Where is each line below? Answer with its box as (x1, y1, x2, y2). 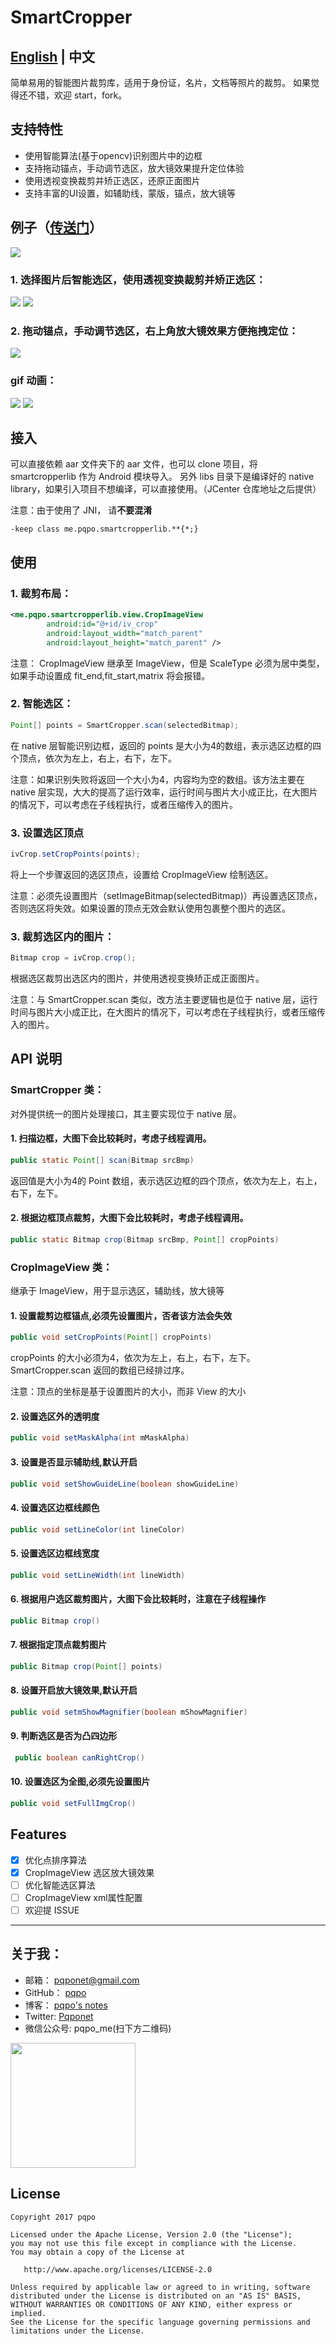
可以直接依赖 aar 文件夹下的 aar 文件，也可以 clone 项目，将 (10, 458, 258, 470)
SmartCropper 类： (10, 1083, 105, 1097)
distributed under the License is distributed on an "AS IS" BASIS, (10, 2291, 302, 2301)
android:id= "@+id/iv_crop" (46, 619, 159, 629)
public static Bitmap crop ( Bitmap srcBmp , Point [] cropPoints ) (10, 1235, 280, 1245)
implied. (10, 2308, 47, 2318)
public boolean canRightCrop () (14, 1753, 145, 1763)
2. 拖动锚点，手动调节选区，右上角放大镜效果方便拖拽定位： (10, 324, 299, 338)
